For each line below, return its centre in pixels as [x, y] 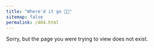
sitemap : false [25, 17]
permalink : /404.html [33, 22]
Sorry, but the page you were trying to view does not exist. [77, 39]
